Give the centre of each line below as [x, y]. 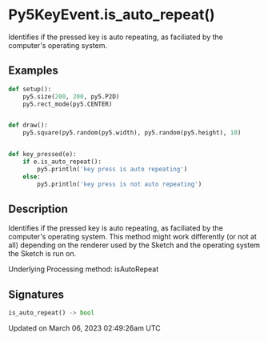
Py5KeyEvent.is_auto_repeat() [112, 15]
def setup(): [30, 89]
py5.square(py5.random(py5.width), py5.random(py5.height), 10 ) [132, 133]
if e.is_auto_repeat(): [62, 162]
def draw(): [28, 126]
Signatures [36, 294]
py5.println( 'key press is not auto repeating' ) [120, 184]
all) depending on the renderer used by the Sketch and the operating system [134, 245]
